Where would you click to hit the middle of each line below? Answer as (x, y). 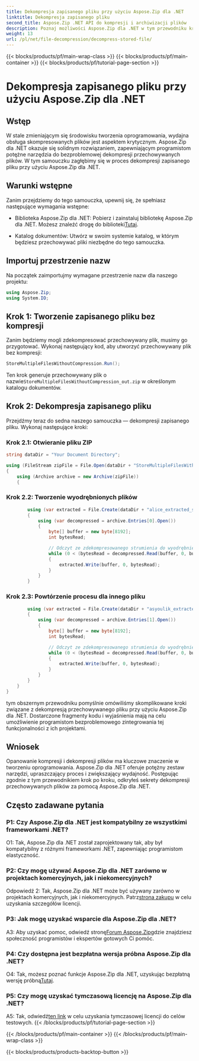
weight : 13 (20, 34)
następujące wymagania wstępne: (48, 206)
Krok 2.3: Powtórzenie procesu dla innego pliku (76, 597)
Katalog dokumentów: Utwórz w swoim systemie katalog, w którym (97, 236)
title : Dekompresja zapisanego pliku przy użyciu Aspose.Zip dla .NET (95, 12)
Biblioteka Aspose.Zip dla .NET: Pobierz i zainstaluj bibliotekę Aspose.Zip (104, 218)
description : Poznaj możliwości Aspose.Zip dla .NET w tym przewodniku (96, 28)
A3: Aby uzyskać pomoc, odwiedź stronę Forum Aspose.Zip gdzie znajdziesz (99, 932)
